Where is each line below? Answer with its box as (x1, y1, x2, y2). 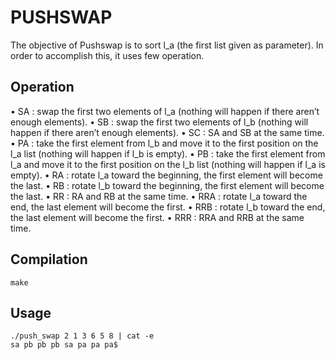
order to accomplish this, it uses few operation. (10, 49, 205, 61)
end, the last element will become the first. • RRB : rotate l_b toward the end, (10, 201, 326, 213)
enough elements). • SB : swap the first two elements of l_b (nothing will (10, 116, 309, 128)
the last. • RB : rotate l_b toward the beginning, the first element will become (10, 179, 325, 191)
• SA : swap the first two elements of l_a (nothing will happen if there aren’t (10, 105, 320, 117)
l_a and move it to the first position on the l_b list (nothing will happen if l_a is (10, 158, 326, 170)
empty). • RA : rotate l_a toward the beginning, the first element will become (10, 169, 323, 181)
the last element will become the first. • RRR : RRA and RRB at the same (10, 211, 305, 223)
